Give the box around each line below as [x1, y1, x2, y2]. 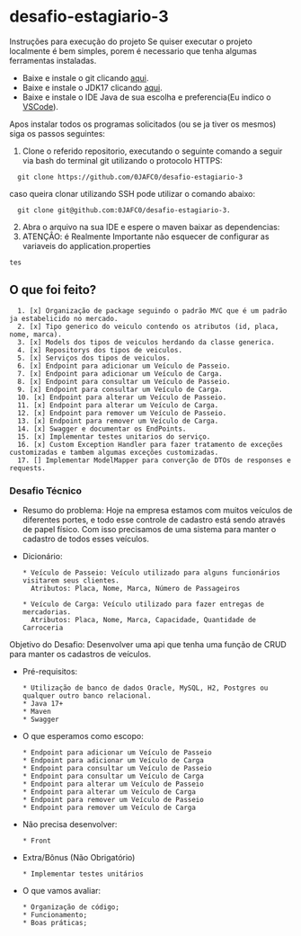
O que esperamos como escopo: [22, 731, 144, 742]
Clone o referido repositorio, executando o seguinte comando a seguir [22, 146, 283, 156]
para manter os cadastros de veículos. [9, 649, 152, 660]
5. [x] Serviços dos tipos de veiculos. [17, 353, 171, 362]
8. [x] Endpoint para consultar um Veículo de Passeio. [17, 377, 231, 386]
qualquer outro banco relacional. [22, 691, 152, 700]
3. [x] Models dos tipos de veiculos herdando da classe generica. [17, 337, 276, 347]
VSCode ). [22, 101, 58, 111]
